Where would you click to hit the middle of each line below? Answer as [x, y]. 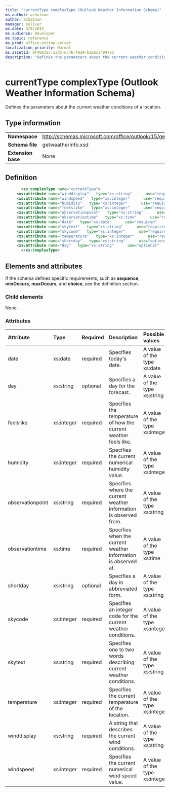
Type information [33, 123]
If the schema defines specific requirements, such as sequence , [73, 278]
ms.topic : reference [27, 39]
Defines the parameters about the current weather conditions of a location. [83, 107]
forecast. [119, 392]
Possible [154, 334]
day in [116, 582]
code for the [123, 616]
